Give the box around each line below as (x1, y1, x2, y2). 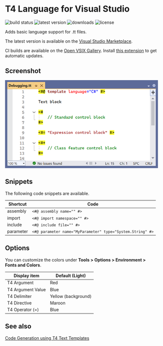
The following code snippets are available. (5, 190, 90, 196)
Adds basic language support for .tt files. (5, 29, 87, 34)
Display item (14, 273, 40, 279)
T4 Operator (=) (7, 307, 39, 313)
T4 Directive (7, 300, 32, 306)
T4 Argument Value (7, 286, 46, 292)
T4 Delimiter (7, 293, 32, 299)
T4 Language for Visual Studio (5, 3, 130, 15)
